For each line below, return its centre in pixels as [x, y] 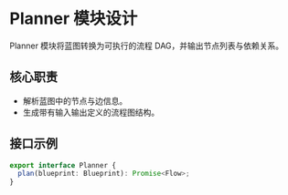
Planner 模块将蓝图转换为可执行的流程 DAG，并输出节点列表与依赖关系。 [147, 46]
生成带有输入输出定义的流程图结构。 [91, 112]
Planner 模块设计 [74, 19]
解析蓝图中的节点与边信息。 [75, 100]
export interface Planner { [63, 165]
